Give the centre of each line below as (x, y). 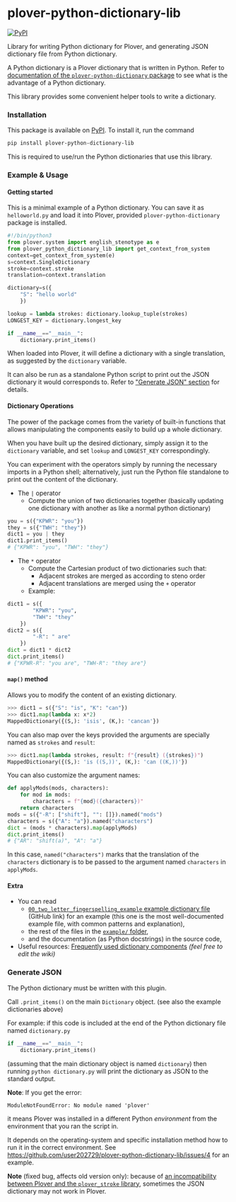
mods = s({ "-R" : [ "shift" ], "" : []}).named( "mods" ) (85, 815)
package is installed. (37, 223)
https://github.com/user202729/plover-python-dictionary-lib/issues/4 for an (118, 1155)
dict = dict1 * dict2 (39, 650)
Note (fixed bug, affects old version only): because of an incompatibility (112, 1176)
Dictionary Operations (41, 406)
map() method (28, 679)
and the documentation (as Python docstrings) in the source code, (125, 939)
